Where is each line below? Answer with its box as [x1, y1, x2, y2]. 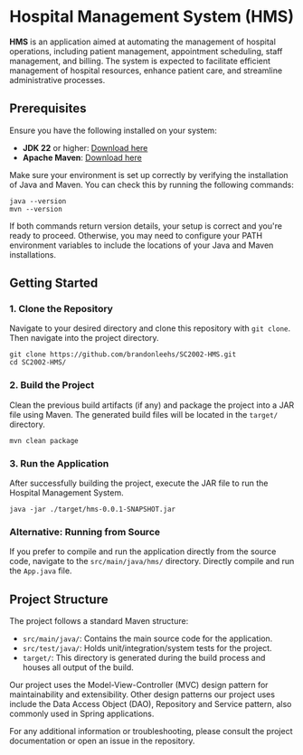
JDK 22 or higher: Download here [22, 142, 148, 153]
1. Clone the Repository [9, 303, 113, 316]
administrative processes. [9, 74, 106, 85]
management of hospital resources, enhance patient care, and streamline [9, 65, 283, 76]
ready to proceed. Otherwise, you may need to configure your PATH [9, 230, 263, 241]
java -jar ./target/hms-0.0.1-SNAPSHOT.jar [9, 505, 176, 514]
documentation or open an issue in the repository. [9, 735, 195, 747]
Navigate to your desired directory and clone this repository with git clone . [9, 323, 291, 334]
